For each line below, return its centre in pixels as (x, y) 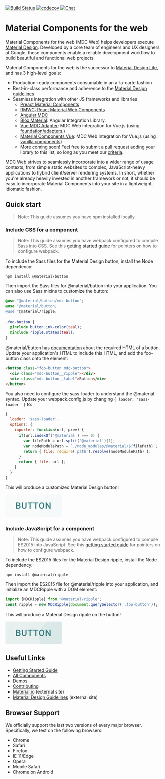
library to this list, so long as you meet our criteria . (72, 152)
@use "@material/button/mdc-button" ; (45, 301)
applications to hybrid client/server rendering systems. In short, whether (80, 172)
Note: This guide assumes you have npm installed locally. (77, 217)
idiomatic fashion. (24, 189)
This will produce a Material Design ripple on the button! (63, 614)
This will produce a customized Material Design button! (62, 487)
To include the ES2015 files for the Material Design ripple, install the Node (81, 560)
